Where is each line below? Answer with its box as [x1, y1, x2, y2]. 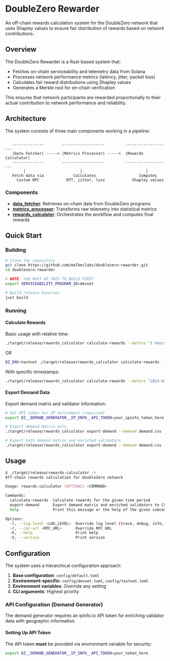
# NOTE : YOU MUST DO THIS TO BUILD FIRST [5, 277, 94, 282]
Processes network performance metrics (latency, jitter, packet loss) [12, 74, 155, 80]
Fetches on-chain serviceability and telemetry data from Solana [12, 68, 146, 74]
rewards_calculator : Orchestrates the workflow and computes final [12, 211, 153, 217]
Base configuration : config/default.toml [12, 572, 100, 578]
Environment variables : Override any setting [12, 583, 106, 589]
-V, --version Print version [10, 535, 105, 540]
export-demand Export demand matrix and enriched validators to [10, 503, 159, 508]
